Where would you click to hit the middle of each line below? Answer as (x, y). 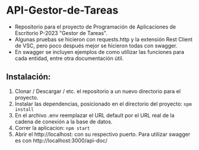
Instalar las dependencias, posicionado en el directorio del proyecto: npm (103, 104)
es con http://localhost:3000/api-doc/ (61, 141)
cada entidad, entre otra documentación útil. (69, 58)
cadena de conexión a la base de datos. (64, 122)
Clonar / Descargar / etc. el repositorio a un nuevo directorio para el (98, 91)
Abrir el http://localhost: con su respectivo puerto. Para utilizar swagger (102, 134)
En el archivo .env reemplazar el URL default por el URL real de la (94, 115)
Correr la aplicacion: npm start (52, 127)
